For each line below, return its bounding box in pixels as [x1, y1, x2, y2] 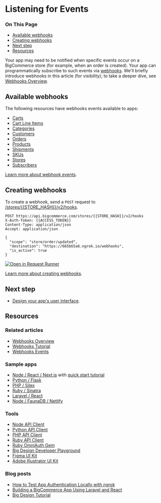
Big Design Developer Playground [12, 447, 80, 453]
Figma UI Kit [12, 453, 37, 459]
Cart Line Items [12, 120, 43, 126]
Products [12, 141, 31, 147]
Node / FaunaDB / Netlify [12, 398, 63, 404]
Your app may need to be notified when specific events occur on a [5, 58, 140, 63]
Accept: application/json [5, 227, 58, 232]
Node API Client [12, 421, 45, 427]
